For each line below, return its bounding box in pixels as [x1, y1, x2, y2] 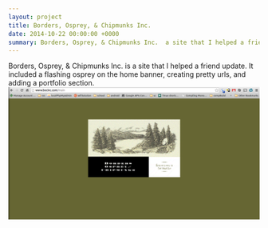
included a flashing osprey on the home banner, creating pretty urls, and [8, 70, 246, 79]
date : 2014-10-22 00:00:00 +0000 [8, 30, 120, 38]
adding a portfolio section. [8, 78, 95, 88]
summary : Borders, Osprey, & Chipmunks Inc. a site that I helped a [8, 38, 245, 46]
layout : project [8, 13, 62, 21]
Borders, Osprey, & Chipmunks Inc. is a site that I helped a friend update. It [8, 61, 254, 71]
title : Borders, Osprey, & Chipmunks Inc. [8, 21, 152, 30]
